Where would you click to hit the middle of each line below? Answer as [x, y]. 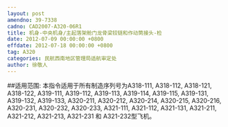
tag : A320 [21, 52]
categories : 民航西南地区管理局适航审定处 [62, 59]
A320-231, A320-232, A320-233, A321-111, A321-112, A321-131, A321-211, [112, 108]
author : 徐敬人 [27, 65]
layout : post [26, 13]
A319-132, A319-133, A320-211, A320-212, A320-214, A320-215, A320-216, [114, 100]
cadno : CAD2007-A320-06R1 [44, 26]
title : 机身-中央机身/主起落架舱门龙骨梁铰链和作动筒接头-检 [85, 33]
